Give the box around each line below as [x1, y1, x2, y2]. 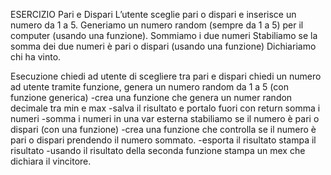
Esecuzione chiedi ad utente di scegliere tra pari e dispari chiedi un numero [10, 70, 322, 82]
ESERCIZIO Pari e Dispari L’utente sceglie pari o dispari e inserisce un [10, 9, 297, 20]
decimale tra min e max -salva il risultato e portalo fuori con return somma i [10, 102, 321, 114]
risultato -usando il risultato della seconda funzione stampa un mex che [10, 145, 306, 156]
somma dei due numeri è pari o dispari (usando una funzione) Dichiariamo [10, 40, 317, 52]
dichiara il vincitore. [10, 155, 92, 167]
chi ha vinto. [10, 51, 62, 63]
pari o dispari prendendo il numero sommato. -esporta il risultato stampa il [10, 134, 317, 146]
